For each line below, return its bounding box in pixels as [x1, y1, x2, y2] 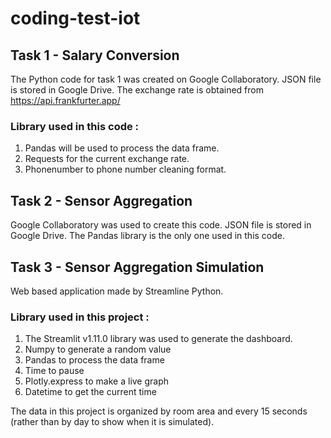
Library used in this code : [10, 119, 140, 133]
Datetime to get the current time [24, 386, 157, 398]
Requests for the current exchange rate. [24, 153, 190, 165]
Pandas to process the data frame [24, 354, 165, 366]
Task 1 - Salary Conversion [10, 47, 180, 64]
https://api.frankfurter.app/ [10, 95, 121, 106]
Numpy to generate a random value [24, 343, 172, 356]
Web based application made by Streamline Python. [10, 285, 224, 297]
